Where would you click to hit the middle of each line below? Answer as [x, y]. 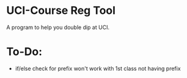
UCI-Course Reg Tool [61, 11]
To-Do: [24, 52]
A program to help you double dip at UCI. [58, 27]
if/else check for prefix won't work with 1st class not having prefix [98, 68]
